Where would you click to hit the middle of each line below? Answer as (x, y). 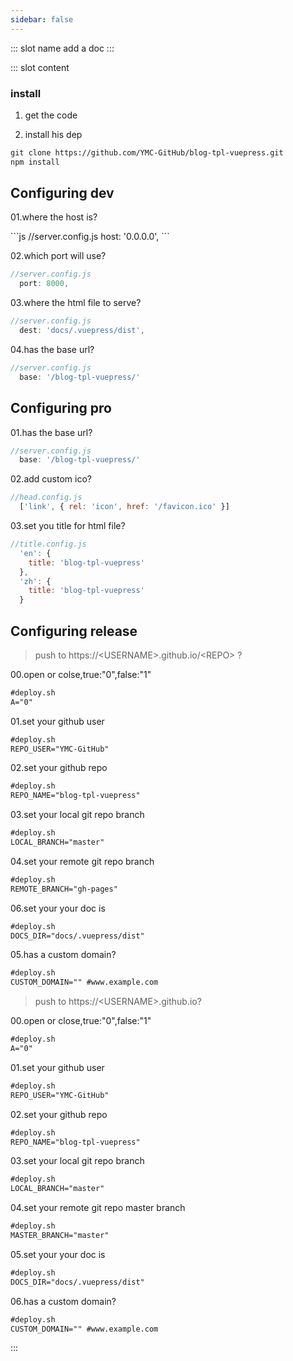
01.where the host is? (54, 217)
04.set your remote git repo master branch (98, 1208)
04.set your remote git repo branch (82, 861)
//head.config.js (46, 497)
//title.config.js (48, 544)
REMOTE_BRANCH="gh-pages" (64, 889)
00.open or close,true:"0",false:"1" (81, 1021)
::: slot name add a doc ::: (62, 48)
